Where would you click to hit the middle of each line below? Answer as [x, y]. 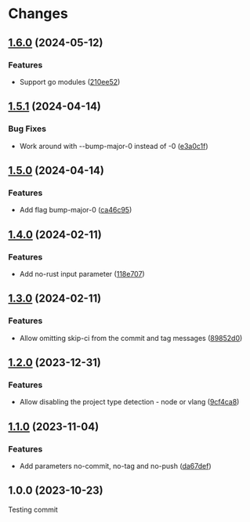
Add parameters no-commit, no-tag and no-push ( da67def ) [115, 466]
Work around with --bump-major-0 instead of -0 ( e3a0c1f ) [114, 146]
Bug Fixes [27, 129]
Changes [38, 14]
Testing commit [33, 509]
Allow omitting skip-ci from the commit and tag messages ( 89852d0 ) [131, 338]
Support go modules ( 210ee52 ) [70, 82]
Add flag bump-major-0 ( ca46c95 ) [76, 210]
